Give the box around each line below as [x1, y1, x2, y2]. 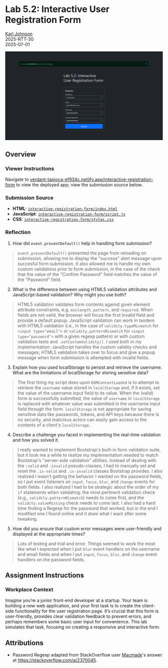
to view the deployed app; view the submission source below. [15, 182, 143, 188]
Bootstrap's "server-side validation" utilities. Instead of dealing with [17, 457, 156, 463]
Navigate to [5, 176, 29, 182]
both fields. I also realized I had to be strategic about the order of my [17, 484, 159, 490]
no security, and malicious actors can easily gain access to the [17, 416, 147, 422]
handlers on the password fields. [17, 556, 85, 562]
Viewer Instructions [5, 165, 54, 172]
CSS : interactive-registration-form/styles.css [12, 216, 114, 222]
